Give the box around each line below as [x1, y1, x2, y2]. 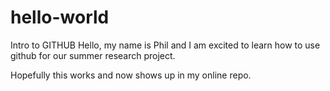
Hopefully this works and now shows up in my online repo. [10, 69, 252, 81]
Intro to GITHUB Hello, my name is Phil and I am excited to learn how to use [10, 39, 321, 51]
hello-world [10, 6, 110, 29]
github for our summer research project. [10, 49, 176, 61]
